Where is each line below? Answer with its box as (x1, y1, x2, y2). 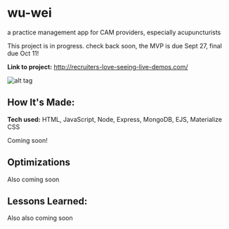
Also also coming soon (7, 214, 74, 222)
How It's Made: (7, 97, 75, 109)
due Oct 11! (7, 49, 39, 57)
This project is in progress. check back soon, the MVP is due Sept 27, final (7, 41, 223, 50)
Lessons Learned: (7, 195, 88, 207)
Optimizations (7, 156, 70, 169)
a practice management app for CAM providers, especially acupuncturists (7, 28, 221, 36)
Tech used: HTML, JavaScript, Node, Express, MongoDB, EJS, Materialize (7, 115, 223, 123)
